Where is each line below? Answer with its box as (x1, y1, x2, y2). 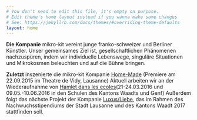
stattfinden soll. (6, 108, 44, 115)
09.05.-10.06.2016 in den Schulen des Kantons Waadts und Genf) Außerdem (6, 90, 191, 97)
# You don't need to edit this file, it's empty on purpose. (6, 8, 159, 15)
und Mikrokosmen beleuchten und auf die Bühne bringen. (6, 60, 146, 67)
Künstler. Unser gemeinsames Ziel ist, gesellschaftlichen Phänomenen (6, 47, 176, 54)
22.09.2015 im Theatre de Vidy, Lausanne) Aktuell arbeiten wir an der (6, 77, 175, 84)
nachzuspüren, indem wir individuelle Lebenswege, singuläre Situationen (6, 53, 183, 60)
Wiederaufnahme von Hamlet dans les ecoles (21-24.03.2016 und (6, 83, 163, 91)
